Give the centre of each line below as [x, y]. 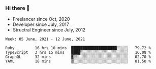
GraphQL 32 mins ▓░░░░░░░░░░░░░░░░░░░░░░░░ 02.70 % [78, 57]
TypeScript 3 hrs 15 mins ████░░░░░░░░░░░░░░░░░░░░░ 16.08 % [78, 53]
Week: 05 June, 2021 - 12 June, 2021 [45, 39]
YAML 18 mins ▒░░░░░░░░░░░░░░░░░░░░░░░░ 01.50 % [78, 61]
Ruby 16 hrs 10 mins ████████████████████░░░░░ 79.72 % [78, 48]
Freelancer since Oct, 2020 [41, 19]
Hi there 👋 [18, 8]
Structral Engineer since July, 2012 [49, 30]
